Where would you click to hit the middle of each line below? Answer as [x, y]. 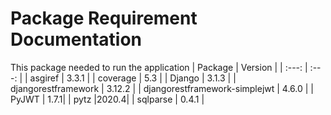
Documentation [76, 39]
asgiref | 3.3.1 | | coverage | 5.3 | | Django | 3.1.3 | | [133, 78]
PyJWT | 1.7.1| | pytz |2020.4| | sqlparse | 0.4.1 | [107, 99]
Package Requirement [104, 18]
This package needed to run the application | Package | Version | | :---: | [159, 67]
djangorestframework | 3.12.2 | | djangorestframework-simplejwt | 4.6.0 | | [162, 88]
